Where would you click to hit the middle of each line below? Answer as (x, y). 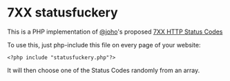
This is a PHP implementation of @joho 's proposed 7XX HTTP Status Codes (115, 32)
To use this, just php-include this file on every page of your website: (104, 45)
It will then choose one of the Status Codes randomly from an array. (104, 70)
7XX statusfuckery (63, 13)
